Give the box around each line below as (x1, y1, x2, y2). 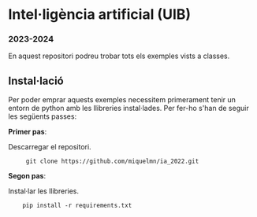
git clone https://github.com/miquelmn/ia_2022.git (25, 157, 199, 166)
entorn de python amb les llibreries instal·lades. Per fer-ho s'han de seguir (8, 104, 250, 113)
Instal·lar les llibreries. (8, 186, 80, 196)
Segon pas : (8, 171, 46, 181)
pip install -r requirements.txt (22, 202, 132, 210)
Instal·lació (8, 74, 65, 87)
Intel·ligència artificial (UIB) (8, 6, 192, 24)
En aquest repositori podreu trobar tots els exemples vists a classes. (8, 51, 230, 61)
